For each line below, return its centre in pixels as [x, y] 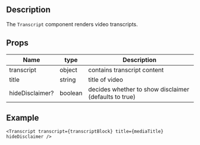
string [68, 79]
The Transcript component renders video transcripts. [72, 24]
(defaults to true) [112, 97]
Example [23, 118]
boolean [71, 93]
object [68, 70]
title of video [106, 79]
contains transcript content [126, 70]
